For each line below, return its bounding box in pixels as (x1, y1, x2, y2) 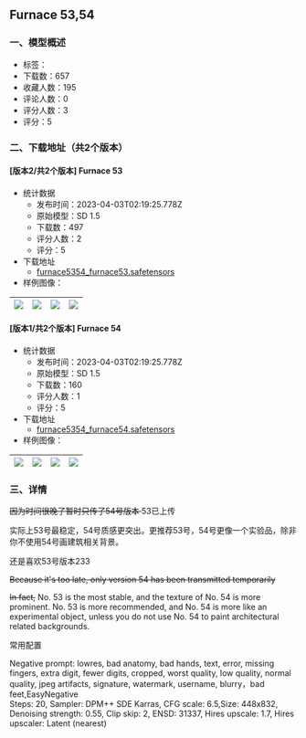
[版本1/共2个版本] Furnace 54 (9, 323, 121, 334)
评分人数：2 (36, 233, 82, 244)
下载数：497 (36, 221, 84, 232)
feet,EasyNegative (9, 689, 79, 700)
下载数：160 (36, 379, 82, 391)
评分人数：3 (22, 104, 69, 115)
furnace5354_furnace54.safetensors (36, 424, 175, 435)
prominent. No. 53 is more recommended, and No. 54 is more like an (9, 602, 268, 613)
